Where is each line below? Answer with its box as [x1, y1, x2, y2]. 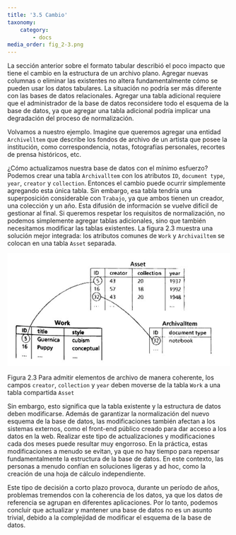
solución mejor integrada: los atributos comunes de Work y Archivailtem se [7, 232, 225, 240]
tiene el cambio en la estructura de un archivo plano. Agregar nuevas [7, 69, 208, 78]
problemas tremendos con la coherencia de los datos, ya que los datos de [7, 490, 223, 499]
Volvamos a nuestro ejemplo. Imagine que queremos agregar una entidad [7, 128, 221, 136]
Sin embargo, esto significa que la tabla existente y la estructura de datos [7, 401, 221, 410]
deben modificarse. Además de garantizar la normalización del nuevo [7, 409, 210, 418]
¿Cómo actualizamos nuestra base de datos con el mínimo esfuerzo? [7, 164, 208, 172]
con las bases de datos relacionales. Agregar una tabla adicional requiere [7, 92, 221, 100]
